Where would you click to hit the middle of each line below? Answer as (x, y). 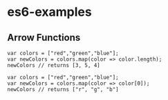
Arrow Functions (44, 38)
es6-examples (49, 12)
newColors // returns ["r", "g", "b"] (63, 90)
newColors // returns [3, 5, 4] (54, 66)
